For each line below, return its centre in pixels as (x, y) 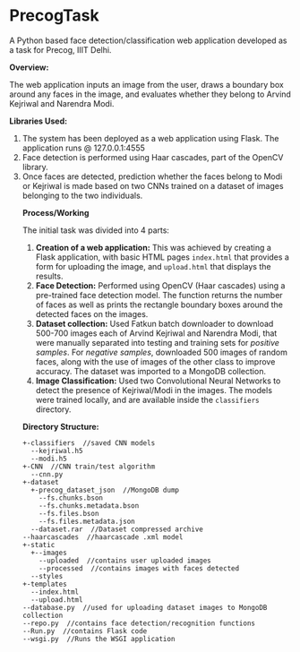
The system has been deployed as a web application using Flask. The (150, 138)
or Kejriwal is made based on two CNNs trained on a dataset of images (153, 185)
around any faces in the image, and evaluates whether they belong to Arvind (150, 94)
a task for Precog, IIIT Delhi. (60, 49)
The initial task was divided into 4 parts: (96, 230)
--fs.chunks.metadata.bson (89, 506)
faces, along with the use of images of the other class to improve (155, 361)
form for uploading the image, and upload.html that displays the (153, 266)
